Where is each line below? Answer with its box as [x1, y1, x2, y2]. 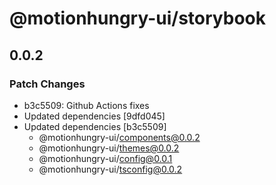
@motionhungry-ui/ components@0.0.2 [38, 131, 201, 143]
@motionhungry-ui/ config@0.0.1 [38, 152, 173, 164]
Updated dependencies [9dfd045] [23, 110, 166, 122]
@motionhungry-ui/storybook [9, 7, 267, 30]
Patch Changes [9, 77, 86, 91]
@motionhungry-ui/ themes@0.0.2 [38, 142, 180, 154]
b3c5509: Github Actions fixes [23, 99, 150, 111]
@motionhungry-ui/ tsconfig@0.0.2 [38, 163, 183, 175]
